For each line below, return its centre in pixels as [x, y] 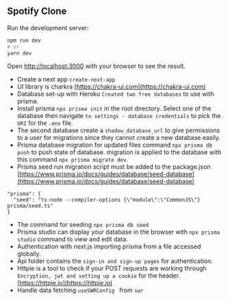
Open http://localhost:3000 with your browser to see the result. [97, 66]
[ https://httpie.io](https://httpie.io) [65, 283]
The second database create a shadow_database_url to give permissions [118, 130]
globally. [29, 254]
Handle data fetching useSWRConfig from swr [80, 290]
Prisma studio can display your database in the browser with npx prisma [118, 232]
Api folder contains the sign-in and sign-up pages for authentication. [115, 261]
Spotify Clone [37, 11]
